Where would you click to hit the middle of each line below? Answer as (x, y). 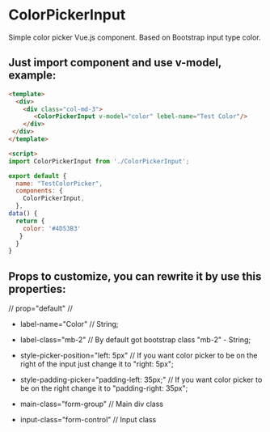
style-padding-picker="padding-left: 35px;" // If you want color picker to (141, 380)
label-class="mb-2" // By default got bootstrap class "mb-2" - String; (135, 340)
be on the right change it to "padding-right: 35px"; (104, 388)
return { (30, 221)
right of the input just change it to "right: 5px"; (97, 364)
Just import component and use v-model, (115, 63)
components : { (39, 191)
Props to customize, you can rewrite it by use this (135, 276)
